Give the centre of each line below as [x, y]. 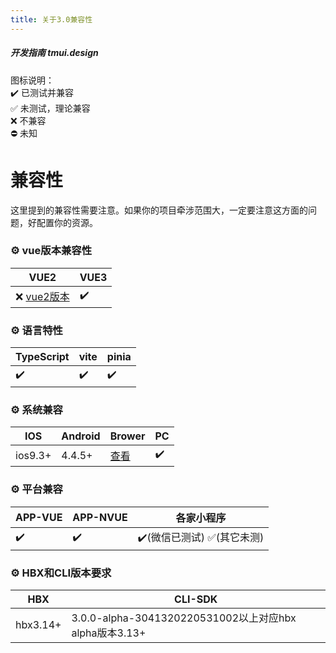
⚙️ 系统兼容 [36, 410]
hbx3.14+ [38, 625]
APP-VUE [39, 517]
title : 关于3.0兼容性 [51, 19]
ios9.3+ [33, 455]
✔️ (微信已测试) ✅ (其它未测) [201, 537]
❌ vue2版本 [42, 297]
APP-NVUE [100, 517]
